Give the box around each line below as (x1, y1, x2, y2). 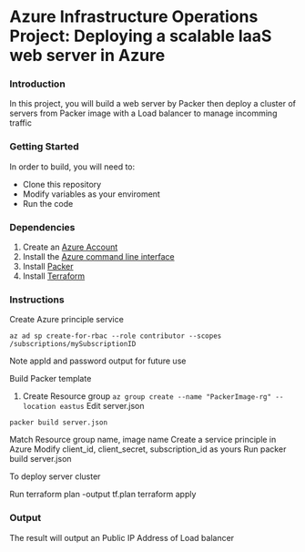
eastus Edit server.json (59, 401, 145, 412)
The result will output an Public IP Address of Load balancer (9, 532, 235, 543)
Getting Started (9, 140, 79, 153)
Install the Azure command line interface (22, 251, 175, 262)
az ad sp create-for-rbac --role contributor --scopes (9, 332, 222, 341)
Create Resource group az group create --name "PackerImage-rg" (22, 391, 271, 402)
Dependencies (9, 220, 76, 233)
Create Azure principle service (9, 314, 125, 325)
